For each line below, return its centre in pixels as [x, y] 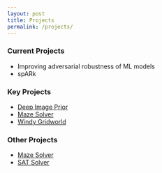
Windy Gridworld [42, 121]
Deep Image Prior [43, 107]
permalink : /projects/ [40, 27]
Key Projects [29, 91]
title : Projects [31, 20]
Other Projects [32, 140]
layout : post [26, 14]
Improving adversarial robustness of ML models [86, 66]
